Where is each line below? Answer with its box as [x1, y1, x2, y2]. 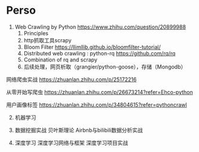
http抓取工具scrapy [23, 36, 72, 44]
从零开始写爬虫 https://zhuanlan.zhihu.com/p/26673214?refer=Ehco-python [6, 88, 193, 95]
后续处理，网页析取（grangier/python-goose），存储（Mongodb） [23, 63, 186, 70]
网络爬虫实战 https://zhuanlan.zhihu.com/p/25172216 [6, 76, 137, 83]
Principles [23, 29, 49, 36]
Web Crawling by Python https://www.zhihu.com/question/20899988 [14, 23, 186, 30]
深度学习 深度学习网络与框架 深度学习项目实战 [14, 139, 128, 146]
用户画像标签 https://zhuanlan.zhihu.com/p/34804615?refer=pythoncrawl [6, 101, 187, 108]
